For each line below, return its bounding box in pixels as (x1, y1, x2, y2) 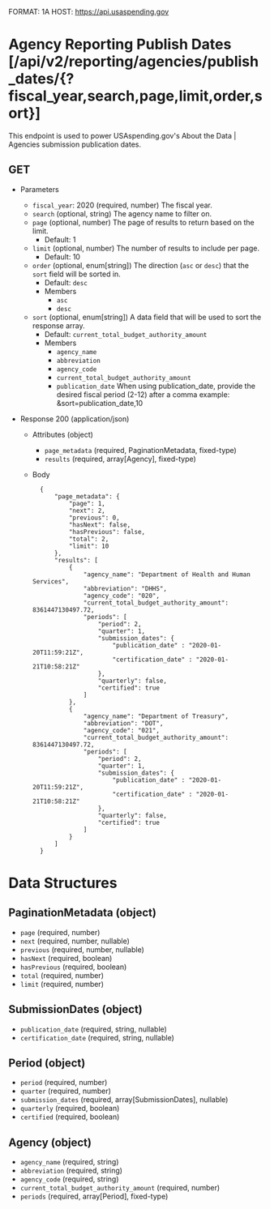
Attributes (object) (32, 429, 93, 439)
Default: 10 (44, 251, 81, 262)
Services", (32, 577, 70, 586)
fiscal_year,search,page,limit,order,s (8, 87, 264, 105)
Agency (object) (8, 1135, 92, 1149)
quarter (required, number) (19, 1086, 112, 1096)
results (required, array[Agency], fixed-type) (44, 454, 196, 464)
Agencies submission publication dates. (8, 139, 142, 149)
